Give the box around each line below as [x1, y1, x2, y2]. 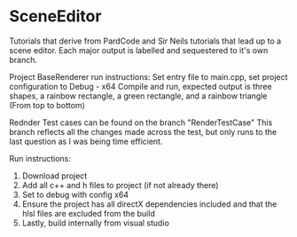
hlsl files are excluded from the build [21, 208, 155, 218]
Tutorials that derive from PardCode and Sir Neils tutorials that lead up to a [9, 36, 282, 46]
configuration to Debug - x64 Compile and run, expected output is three [9, 81, 272, 91]
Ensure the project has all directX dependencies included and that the [21, 198, 277, 209]
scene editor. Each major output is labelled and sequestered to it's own [9, 44, 269, 55]
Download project [21, 170, 88, 181]
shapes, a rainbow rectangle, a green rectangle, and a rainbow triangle [9, 91, 268, 101]
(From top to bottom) [9, 99, 86, 110]
